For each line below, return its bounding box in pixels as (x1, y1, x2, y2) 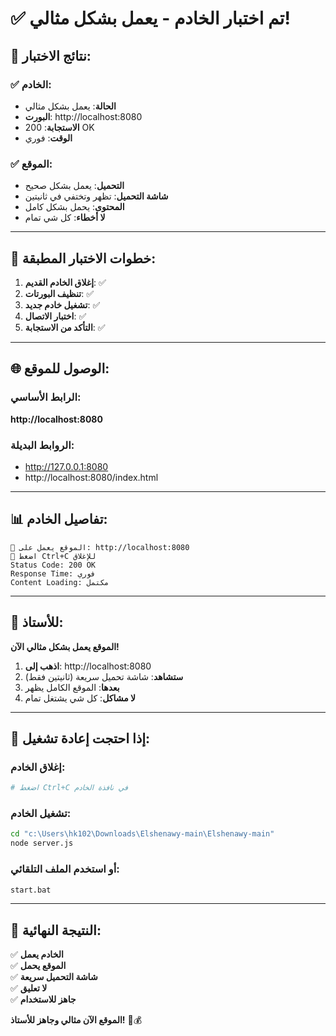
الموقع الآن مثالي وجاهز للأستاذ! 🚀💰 (10, 1014, 143, 1026)
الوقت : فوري (24, 132, 73, 144)
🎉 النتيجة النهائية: (10, 922, 102, 939)
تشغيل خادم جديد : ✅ (24, 298, 101, 311)
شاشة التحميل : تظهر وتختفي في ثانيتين (24, 190, 169, 202)
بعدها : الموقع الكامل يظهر (24, 681, 120, 693)
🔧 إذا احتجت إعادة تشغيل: (10, 730, 151, 747)
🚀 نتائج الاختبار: (10, 47, 92, 64)
